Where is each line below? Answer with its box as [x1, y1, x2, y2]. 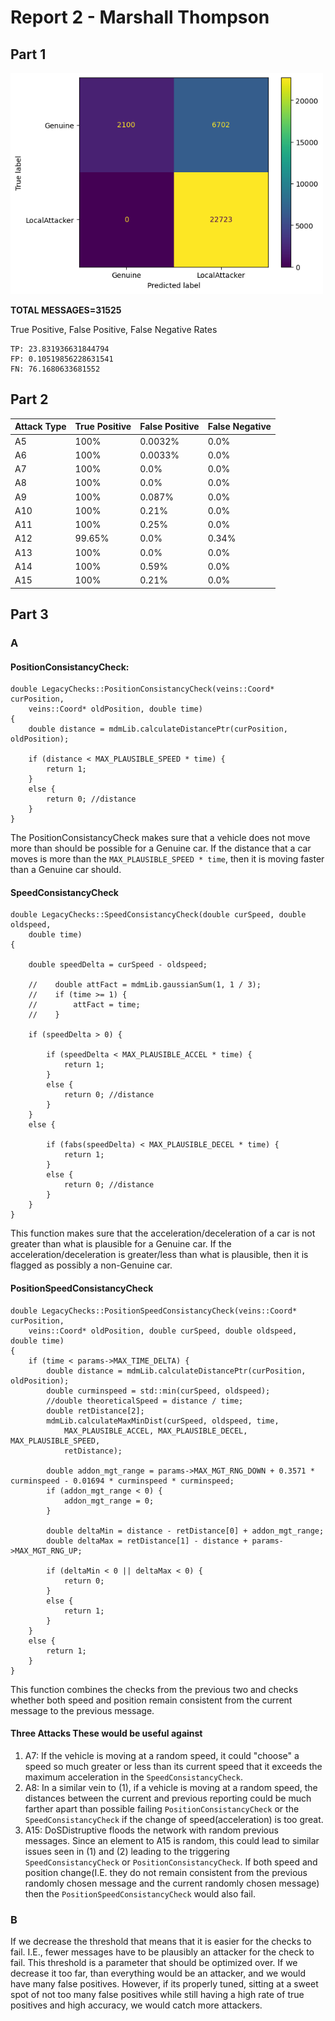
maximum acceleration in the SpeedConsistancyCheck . [24, 1771, 243, 1783]
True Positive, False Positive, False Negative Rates [10, 324, 218, 336]
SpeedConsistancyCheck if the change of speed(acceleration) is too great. [24, 1813, 324, 1825]
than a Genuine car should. [10, 864, 122, 876]
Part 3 [10, 606, 49, 623]
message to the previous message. [10, 1704, 155, 1716]
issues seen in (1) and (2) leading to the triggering [24, 1845, 230, 1857]
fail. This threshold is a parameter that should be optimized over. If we [10, 1957, 298, 1969]
